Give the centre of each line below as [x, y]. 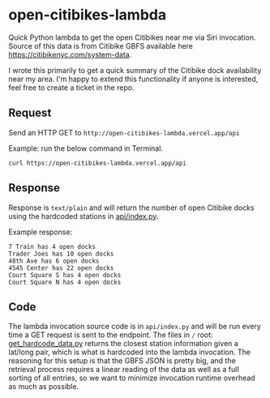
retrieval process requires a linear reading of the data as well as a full [124, 370]
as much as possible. [44, 387]
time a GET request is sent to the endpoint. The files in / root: [111, 335]
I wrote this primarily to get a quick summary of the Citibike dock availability [135, 70]
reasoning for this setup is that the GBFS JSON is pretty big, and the [122, 361]
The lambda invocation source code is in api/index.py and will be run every [135, 327]
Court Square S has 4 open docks [65, 275]
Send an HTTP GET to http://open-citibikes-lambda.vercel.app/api [124, 132]
